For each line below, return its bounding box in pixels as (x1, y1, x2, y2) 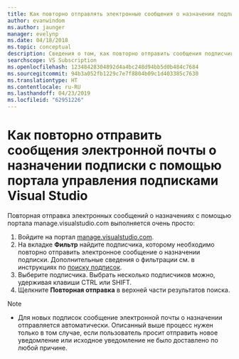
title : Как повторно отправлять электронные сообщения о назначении (7, 10, 215, 18)
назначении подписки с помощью (7, 157, 222, 174)
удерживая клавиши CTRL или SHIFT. (17, 278, 132, 286)
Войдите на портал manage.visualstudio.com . (17, 232, 154, 241)
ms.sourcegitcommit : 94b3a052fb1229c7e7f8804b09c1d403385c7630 (7, 70, 199, 77)
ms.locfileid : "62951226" (7, 97, 84, 104)
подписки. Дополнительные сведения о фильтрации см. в (17, 255, 195, 264)
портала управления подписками (7, 172, 219, 189)
